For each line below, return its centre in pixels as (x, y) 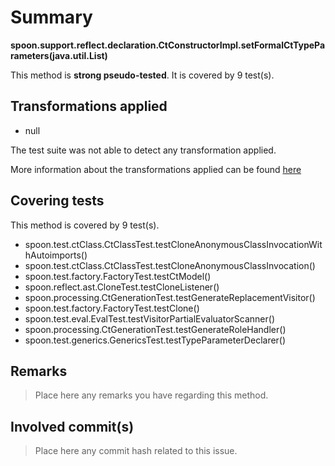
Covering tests (57, 201)
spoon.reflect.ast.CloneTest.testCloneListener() (122, 287)
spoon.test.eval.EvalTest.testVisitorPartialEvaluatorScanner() (150, 318)
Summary (51, 17)
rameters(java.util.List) (59, 55)
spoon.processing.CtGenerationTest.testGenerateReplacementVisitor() (170, 297)
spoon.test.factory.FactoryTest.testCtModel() (118, 276)
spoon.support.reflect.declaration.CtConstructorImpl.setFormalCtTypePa (168, 45)
